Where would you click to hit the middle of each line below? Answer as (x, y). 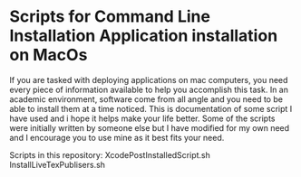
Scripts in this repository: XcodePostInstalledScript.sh (110, 154)
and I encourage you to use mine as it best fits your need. (117, 137)
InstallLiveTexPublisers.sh (58, 164)
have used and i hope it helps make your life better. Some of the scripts (142, 118)
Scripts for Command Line (110, 17)
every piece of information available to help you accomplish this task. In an (149, 89)
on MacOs (49, 55)
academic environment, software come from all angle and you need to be (146, 99)
